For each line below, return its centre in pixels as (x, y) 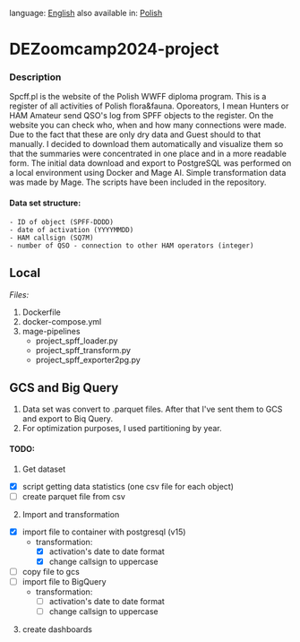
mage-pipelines (51, 331)
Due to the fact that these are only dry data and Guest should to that (135, 134)
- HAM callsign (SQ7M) (51, 238)
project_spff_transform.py (83, 350)
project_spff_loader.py (77, 341)
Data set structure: (45, 203)
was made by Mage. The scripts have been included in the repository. (138, 182)
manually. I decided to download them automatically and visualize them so (146, 144)
